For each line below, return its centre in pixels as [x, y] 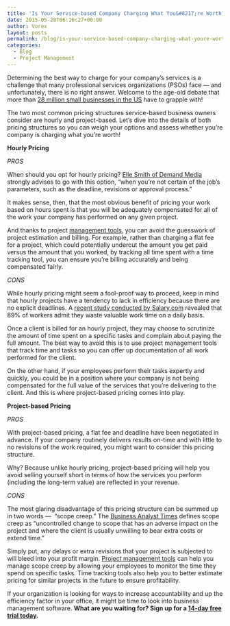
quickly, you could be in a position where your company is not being [103, 378]
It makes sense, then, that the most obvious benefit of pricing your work [109, 202]
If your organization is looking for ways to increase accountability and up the [115, 593]
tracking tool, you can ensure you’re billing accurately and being [98, 259]
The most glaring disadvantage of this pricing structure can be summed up [113, 509]
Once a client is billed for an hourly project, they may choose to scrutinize [111, 328]
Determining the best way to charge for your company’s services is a [104, 77]
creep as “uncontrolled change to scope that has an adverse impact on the [113, 523]
